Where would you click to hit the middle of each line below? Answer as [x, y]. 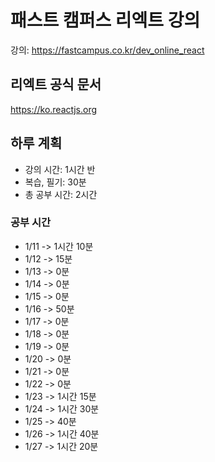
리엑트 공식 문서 [56, 84]
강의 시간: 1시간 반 [60, 169]
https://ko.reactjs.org [54, 109]
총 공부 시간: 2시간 [61, 194]
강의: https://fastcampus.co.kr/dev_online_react [107, 50]
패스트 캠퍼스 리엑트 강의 [105, 20]
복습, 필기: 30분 [55, 182]
